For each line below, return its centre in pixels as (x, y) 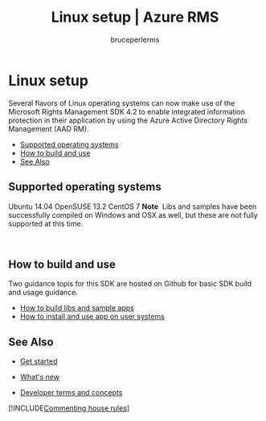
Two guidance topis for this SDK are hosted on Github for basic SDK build (130, 284)
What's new (40, 377)
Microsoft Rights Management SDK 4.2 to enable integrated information (127, 111)
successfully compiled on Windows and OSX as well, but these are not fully (133, 215)
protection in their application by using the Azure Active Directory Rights (128, 120)
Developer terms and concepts (71, 393)
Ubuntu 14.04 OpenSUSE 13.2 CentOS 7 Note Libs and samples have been (133, 206)
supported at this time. (46, 223)
